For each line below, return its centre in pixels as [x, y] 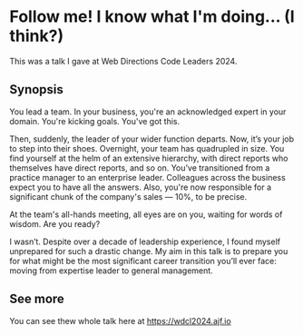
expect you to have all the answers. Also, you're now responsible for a [141, 187]
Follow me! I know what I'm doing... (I [152, 17]
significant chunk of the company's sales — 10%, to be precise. [128, 196]
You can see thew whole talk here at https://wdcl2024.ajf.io [120, 320]
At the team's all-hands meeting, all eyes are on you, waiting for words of [146, 214]
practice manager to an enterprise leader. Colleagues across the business [147, 177]
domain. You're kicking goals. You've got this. [94, 121]
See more [37, 299]
